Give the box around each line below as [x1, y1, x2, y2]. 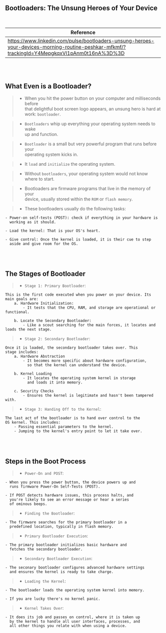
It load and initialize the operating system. [24, 161, 116, 167]
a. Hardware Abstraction [14, 354, 65, 359]
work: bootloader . [24, 111, 61, 117]
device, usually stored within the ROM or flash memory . [24, 196, 133, 202]
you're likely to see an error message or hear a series [9, 497, 129, 503]
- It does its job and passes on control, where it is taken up [5, 615, 140, 620]
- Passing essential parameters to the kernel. [14, 424, 114, 430]
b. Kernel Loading [14, 372, 52, 377]
